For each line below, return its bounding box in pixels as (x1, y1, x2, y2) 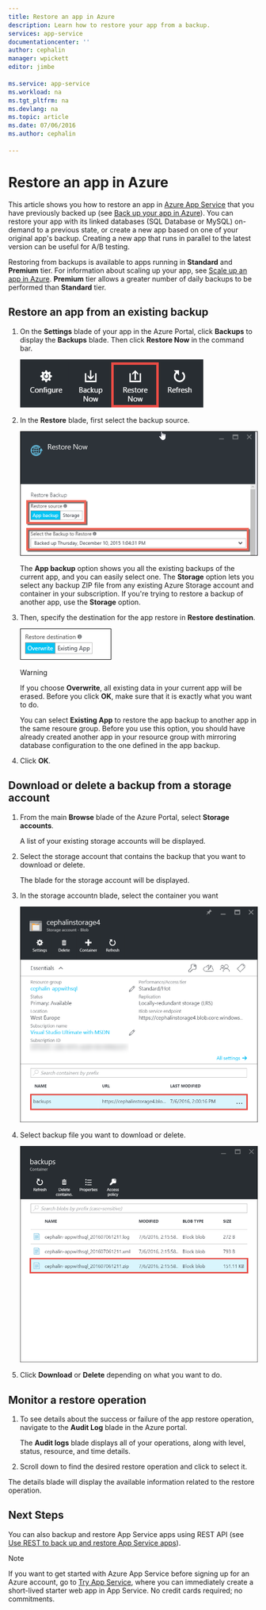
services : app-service (8, 29, 83, 37)
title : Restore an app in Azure (8, 13, 115, 21)
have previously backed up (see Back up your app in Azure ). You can (8, 208, 234, 217)
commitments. (8, 1594, 55, 1604)
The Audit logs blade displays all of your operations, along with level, (19, 1438, 246, 1447)
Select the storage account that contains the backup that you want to (19, 851, 246, 861)
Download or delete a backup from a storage (8, 779, 232, 792)
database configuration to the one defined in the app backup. (19, 740, 220, 749)
